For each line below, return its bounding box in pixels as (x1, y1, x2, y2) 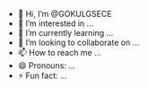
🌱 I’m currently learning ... (17, 28, 114, 38)
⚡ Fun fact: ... (17, 70, 67, 81)
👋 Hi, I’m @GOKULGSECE (17, 9, 112, 19)
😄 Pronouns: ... (17, 60, 76, 71)
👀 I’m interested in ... (17, 18, 94, 29)
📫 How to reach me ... (17, 48, 101, 57)
